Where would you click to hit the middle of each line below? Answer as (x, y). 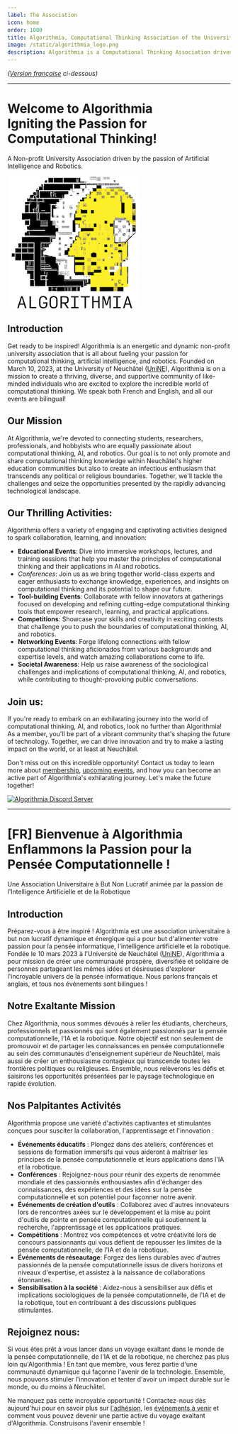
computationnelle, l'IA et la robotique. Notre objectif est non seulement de (115, 1038)
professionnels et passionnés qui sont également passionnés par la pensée (117, 1030)
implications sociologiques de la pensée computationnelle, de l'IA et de (121, 1295)
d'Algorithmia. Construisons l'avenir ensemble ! (76, 1423)
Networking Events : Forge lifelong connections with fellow (103, 642)
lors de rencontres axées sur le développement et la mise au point (114, 1212)
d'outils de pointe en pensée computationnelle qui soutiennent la (112, 1219)
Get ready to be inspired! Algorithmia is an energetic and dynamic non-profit (119, 346)
